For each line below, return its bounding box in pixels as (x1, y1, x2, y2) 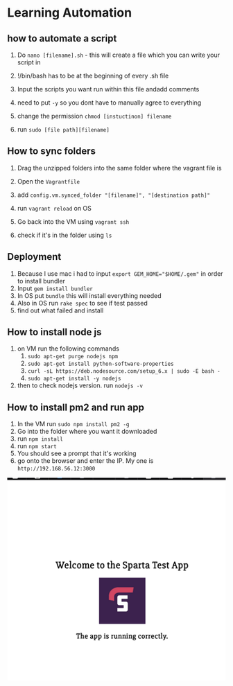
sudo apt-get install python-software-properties (27, 360, 175, 368)
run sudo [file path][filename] (17, 125, 110, 133)
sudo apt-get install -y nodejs (27, 376, 121, 382)
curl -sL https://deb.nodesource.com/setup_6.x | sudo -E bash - (27, 368, 221, 375)
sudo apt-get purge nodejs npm (27, 353, 119, 360)
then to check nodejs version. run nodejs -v (17, 381, 144, 389)
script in (17, 58, 41, 67)
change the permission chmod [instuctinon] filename (17, 112, 172, 120)
